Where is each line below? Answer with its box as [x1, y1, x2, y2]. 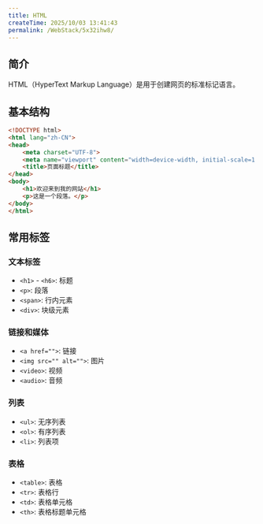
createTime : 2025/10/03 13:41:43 [8, 19, 118, 27]
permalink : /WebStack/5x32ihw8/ [8, 26, 114, 34]
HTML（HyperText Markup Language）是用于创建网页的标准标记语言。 [8, 80, 240, 89]
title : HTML [8, 11, 47, 20]
